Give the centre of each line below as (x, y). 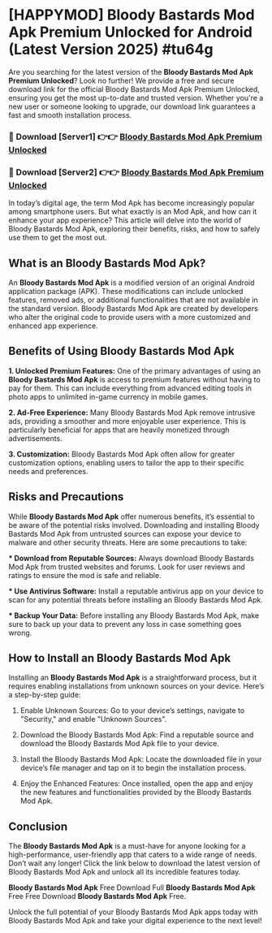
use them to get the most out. (58, 238)
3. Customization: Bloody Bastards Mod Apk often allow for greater (122, 454)
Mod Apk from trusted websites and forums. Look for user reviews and (127, 567)
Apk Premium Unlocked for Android (131, 32)
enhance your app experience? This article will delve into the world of (125, 220)
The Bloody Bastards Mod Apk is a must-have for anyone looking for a (127, 846)
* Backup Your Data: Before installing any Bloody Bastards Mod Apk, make (134, 616)
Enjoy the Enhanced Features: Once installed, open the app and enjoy (136, 784)
